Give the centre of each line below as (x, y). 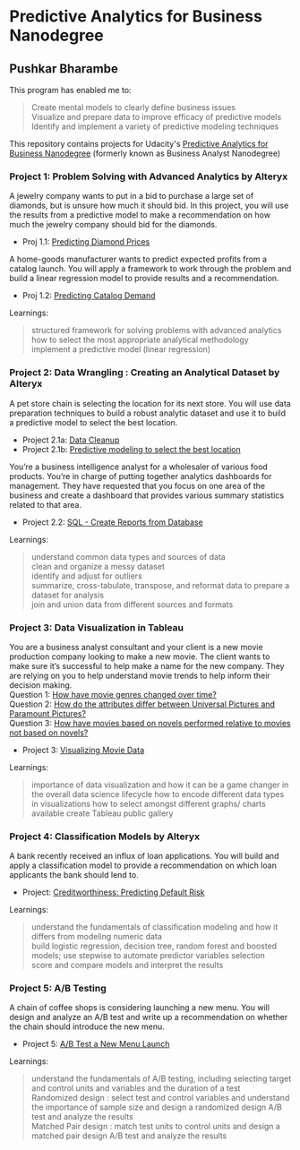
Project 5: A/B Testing (58, 989)
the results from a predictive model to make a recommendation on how (140, 215)
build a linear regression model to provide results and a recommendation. (144, 279)
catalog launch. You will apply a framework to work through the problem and (150, 269)
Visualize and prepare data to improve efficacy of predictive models (156, 117)
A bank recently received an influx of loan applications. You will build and (144, 856)
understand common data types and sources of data (128, 556)
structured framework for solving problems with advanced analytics (156, 330)
